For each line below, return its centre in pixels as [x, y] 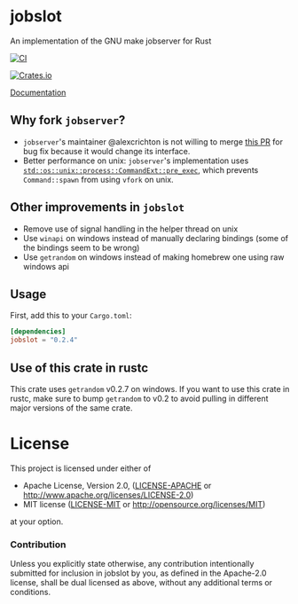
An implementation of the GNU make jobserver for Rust [111, 41]
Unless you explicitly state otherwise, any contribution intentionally [132, 564]
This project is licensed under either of [81, 468]
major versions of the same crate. [71, 408]
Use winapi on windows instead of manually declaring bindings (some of [156, 238]
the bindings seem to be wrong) [81, 247]
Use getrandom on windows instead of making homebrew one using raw [153, 257]
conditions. [31, 592]
